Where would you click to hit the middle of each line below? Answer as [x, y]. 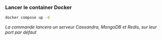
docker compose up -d [28, 18]
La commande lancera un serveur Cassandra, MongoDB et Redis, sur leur [81, 27]
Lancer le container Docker [39, 7]
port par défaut [21, 32]
